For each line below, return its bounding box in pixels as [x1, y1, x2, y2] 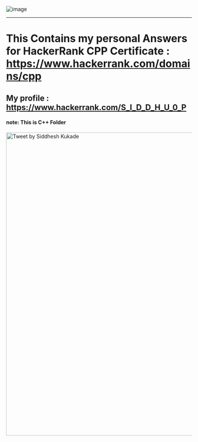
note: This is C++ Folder [6, 119, 67, 126]
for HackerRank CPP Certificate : [6, 44, 170, 58]
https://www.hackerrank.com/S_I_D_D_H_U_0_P [6, 102, 187, 112]
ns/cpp [6, 70, 42, 83]
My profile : [6, 93, 49, 103]
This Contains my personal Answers [6, 32, 187, 46]
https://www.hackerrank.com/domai [6, 57, 190, 70]
